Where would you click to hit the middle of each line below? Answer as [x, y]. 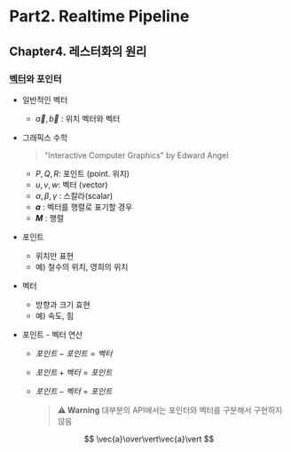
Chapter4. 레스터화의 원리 [78, 51]
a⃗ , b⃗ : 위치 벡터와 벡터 [78, 118]
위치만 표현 [54, 256]
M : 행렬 [50, 218]
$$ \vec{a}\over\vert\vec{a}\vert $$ [149, 439]
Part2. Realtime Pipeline [99, 16]
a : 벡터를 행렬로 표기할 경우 [84, 207]
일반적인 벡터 [45, 99]
